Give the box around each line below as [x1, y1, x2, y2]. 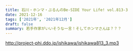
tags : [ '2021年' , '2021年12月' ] [5, 17, 72, 22]
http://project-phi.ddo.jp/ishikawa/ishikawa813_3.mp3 [5, 40, 119, 46]
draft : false [5, 21, 33, 27]
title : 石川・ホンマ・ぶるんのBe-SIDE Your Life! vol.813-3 [5, 7, 128, 13]
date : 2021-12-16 [5, 12, 43, 17]
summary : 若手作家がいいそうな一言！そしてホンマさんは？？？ [5, 26, 122, 31]
